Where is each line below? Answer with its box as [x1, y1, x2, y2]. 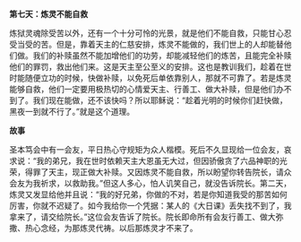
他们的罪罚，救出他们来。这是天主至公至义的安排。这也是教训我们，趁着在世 [9, 62, 292, 72]
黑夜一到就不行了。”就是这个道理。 [9, 107, 135, 117]
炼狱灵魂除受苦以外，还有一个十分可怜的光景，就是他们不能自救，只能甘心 [9, 28, 284, 39]
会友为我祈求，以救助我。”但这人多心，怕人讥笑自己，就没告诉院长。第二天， [9, 178, 292, 188]
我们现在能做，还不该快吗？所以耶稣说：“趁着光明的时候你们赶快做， [32, 95, 288, 106]
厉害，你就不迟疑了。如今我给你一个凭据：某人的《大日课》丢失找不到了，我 [9, 201, 292, 211]
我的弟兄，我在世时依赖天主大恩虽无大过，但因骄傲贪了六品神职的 [36, 156, 280, 166]
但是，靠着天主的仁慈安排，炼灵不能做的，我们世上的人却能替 [56, 39, 284, 49]
